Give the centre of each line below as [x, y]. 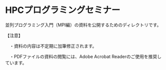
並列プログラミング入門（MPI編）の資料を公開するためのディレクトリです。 [83, 25]
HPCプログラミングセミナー [63, 10]
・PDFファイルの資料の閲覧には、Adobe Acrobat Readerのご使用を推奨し [85, 56]
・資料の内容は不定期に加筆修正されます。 [53, 46]
